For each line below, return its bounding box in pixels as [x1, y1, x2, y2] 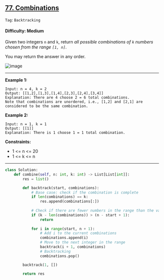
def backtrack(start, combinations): [22, 185, 99, 190]
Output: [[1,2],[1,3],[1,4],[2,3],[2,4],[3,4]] [5, 91, 104, 96]
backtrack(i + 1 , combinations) [40, 244, 106, 250]
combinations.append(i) [40, 236, 89, 240]
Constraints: [5, 139, 31, 145]
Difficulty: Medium [5, 28, 44, 34]
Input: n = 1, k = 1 [5, 122, 47, 127]
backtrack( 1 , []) [22, 262, 58, 267]
